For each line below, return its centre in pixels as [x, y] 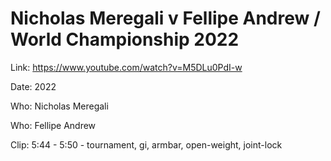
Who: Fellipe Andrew [53, 125]
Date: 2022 [33, 86]
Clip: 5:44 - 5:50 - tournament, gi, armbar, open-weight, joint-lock [146, 144]
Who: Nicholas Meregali [59, 106]
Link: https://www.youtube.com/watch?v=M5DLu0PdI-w [126, 67]
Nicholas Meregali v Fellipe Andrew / [165, 18]
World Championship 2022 [125, 39]
